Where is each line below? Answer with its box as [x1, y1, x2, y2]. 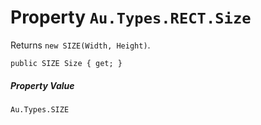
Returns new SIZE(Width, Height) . [10, 39, 151, 51]
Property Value [10, 79, 75, 91]
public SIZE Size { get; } [10, 58, 123, 68]
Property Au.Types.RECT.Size [10, 6, 252, 29]
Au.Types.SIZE [10, 104, 70, 115]
